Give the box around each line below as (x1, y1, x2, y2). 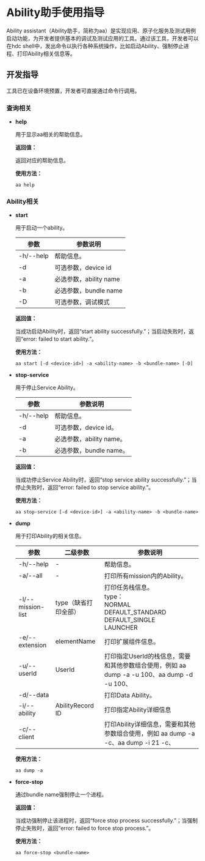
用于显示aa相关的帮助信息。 (15, 131, 86, 138)
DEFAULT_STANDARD (104, 608, 167, 617)
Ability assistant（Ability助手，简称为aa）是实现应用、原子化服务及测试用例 (6, 27, 196, 34)
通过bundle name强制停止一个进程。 (15, 791, 107, 799)
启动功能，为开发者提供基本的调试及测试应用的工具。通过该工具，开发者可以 (6, 34, 199, 42)
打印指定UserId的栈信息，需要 (104, 652, 191, 661)
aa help (15, 182, 35, 188)
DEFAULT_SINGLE (104, 616, 156, 624)
